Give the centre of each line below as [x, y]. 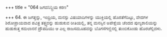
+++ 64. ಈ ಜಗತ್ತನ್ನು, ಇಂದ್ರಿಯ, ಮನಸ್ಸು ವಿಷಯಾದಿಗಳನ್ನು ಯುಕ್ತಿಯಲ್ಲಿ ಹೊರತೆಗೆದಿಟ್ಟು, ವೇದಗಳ [77, 17]
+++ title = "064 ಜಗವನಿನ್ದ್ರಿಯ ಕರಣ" [37, 7]
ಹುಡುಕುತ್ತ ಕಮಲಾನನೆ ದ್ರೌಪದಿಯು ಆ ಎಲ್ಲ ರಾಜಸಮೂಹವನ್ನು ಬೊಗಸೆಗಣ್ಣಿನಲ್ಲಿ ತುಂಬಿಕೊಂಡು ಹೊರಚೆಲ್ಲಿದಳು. [84, 28]
